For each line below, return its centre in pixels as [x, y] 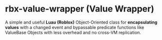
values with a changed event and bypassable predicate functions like [75, 27]
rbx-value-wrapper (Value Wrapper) [80, 9]
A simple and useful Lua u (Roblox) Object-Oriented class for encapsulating [81, 22]
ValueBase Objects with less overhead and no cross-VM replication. [73, 32]
